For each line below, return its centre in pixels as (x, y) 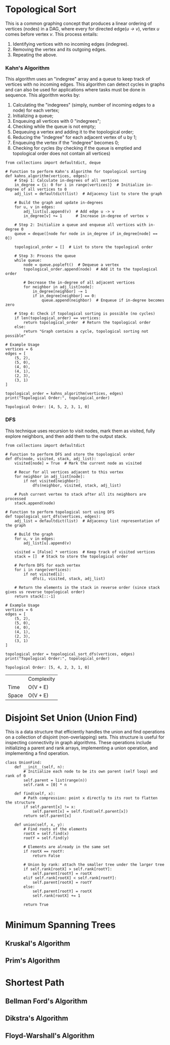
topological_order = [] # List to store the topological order (84, 247)
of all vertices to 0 (44, 189)
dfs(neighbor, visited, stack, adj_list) (77, 485)
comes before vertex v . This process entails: (52, 34)
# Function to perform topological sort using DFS (60, 512)
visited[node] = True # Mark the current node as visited (78, 463)
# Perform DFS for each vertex (47, 565)
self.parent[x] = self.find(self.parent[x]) (80, 812)
